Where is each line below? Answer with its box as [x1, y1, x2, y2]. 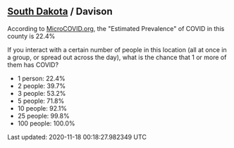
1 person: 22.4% [17, 74, 66, 82]
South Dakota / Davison [7, 6, 113, 18]
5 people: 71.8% [17, 97, 65, 105]
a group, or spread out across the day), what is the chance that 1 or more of [7, 53, 227, 61]
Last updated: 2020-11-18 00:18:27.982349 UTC [7, 132, 147, 141]
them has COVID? [7, 60, 58, 69]
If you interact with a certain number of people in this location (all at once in [7, 45, 227, 54]
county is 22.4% [7, 32, 56, 40]
